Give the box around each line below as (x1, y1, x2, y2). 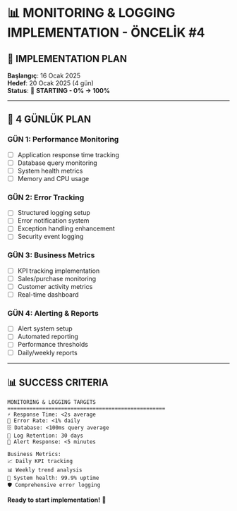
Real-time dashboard (17, 290, 79, 299)
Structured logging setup (17, 209, 90, 217)
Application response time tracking (17, 150, 120, 159)
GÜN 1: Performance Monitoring (7, 135, 119, 144)
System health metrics (17, 166, 83, 175)
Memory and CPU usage (17, 174, 90, 183)
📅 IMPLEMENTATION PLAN (7, 53, 127, 65)
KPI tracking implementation (17, 266, 100, 275)
